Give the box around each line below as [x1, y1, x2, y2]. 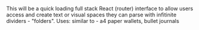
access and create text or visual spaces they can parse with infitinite [6, 11, 177, 18]
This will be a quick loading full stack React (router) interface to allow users [6, 5, 194, 12]
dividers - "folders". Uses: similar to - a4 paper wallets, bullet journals [6, 18, 180, 24]
